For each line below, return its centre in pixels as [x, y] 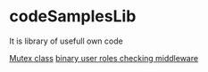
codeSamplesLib [73, 16]
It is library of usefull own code [66, 41]
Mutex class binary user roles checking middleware [104, 58]
